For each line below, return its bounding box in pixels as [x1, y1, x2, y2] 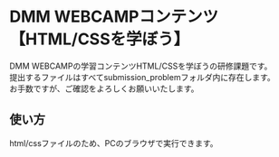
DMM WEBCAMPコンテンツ [9, 6, 219, 27]
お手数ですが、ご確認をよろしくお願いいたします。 [9, 83, 199, 94]
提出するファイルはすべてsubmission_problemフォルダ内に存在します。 [9, 71, 276, 82]
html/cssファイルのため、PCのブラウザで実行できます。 [9, 137, 219, 148]
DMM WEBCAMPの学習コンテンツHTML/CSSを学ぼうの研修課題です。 [9, 60, 273, 71]
